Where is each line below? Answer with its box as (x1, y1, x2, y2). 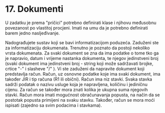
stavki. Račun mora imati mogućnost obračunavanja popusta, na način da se (5, 92, 160, 98)
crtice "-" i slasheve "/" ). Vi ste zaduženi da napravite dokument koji (5, 65, 145, 72)
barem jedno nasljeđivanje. (5, 30, 60, 36)
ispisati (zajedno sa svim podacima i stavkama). (5, 102, 102, 108)
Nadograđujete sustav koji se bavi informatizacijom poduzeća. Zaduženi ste (5, 39, 159, 45)
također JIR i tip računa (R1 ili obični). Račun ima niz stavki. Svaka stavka (5, 76, 153, 82)
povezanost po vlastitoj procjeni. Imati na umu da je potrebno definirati (5, 25, 148, 30)
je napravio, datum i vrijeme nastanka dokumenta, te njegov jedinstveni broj (5, 55, 159, 61)
